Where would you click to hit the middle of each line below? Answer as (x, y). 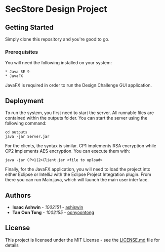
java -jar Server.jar (27, 137)
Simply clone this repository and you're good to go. (57, 39)
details (12, 245)
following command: (26, 123)
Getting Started (29, 27)
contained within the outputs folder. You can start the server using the (76, 118)
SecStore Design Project (56, 9)
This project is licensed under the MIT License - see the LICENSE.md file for (82, 240)
